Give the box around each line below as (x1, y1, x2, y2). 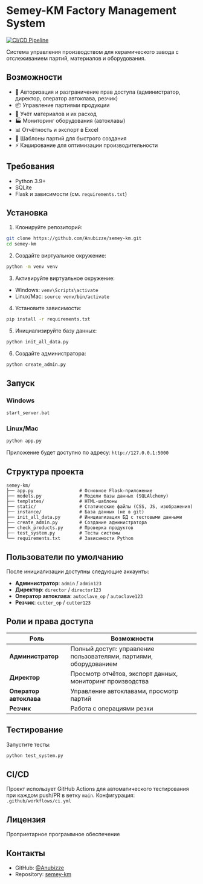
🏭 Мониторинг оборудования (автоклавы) (14, 117, 126, 124)
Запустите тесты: (6, 741, 51, 748)
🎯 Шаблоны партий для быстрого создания (14, 134, 127, 142)
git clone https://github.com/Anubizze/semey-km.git (6, 235, 142, 242)
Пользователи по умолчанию (6, 551, 124, 562)
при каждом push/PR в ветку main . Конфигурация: (6, 791, 135, 799)
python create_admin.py (6, 361, 66, 368)
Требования (6, 161, 54, 172)
